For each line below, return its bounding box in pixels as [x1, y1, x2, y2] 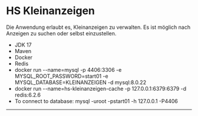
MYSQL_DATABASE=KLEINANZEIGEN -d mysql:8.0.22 [14, 78, 146, 86]
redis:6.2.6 [14, 91, 41, 98]
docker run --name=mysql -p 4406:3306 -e [14, 66, 122, 73]
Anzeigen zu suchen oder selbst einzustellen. [6, 29, 117, 37]
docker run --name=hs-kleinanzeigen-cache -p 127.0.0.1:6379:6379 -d [14, 85, 187, 92]
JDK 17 [14, 41, 32, 48]
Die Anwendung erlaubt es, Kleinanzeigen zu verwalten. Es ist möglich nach [6, 24, 190, 31]
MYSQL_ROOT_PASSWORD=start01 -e [14, 72, 108, 79]
